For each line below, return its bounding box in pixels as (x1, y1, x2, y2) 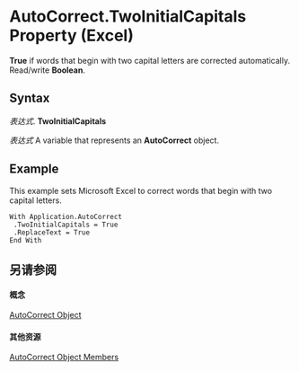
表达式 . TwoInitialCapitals (9, 115, 107, 127)
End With (9, 235, 42, 244)
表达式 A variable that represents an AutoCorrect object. (9, 135, 220, 146)
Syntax (9, 91, 50, 106)
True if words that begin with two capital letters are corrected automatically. (9, 55, 290, 66)
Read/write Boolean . (9, 65, 85, 75)
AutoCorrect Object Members (9, 352, 119, 363)
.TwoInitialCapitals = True (13, 220, 119, 229)
